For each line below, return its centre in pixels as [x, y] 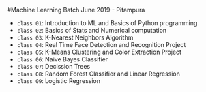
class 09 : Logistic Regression [59, 81]
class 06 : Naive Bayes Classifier [62, 59]
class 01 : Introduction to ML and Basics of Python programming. [108, 23]
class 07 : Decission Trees [54, 66]
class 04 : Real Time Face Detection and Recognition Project [101, 45]
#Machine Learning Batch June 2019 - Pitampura [76, 10]
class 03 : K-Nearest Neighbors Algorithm [75, 37]
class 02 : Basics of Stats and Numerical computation [92, 30]
